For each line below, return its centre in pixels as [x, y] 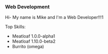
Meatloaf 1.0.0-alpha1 [33, 36]
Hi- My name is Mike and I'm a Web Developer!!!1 [54, 18]
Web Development [27, 7]
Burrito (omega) [28, 47]
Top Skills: [15, 27]
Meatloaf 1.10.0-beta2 [34, 41]
